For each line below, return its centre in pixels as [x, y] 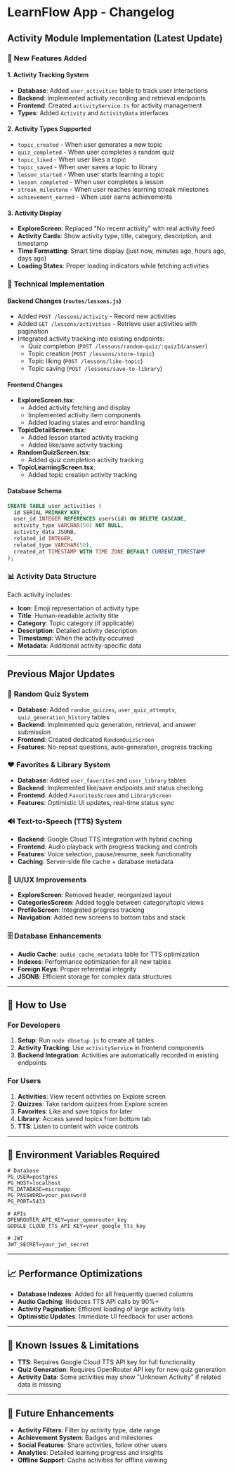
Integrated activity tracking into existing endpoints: [91, 339]
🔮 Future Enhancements [61, 1413]
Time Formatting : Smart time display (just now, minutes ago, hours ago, [122, 251]
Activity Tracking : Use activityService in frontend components [111, 1048]
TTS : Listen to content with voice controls [78, 1126]
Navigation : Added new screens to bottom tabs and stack [101, 917]
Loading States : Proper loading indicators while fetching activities [113, 266]
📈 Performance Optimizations [75, 1273]
